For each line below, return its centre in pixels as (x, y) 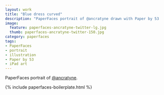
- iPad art (16, 64)
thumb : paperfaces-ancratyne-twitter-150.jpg (57, 32)
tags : (11, 41)
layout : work (18, 9)
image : (12, 23)
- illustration (21, 55)
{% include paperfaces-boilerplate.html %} (49, 87)
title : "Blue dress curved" (34, 14)
